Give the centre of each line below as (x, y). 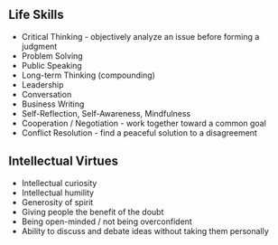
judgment (39, 46)
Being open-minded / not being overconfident (107, 221)
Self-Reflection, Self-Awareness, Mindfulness (106, 113)
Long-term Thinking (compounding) (88, 75)
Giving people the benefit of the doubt (93, 212)
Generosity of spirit (57, 202)
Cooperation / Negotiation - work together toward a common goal (144, 123)
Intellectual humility (58, 193)
